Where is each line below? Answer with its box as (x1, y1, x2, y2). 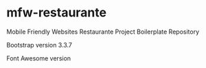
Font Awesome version (6, 54, 71, 63)
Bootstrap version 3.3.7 (6, 41, 73, 49)
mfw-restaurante (6, 5, 107, 21)
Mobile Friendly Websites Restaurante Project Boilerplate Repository (6, 27, 200, 36)
